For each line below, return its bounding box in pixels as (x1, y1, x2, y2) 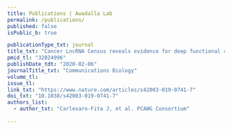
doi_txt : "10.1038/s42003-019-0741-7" (7, 93, 119, 99)
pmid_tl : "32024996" (7, 54, 67, 62)
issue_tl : (7, 80, 36, 86)
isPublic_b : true (7, 29, 57, 36)
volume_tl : (7, 73, 39, 80)
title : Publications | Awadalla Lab (7, 10, 113, 17)
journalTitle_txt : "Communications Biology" (7, 67, 137, 74)
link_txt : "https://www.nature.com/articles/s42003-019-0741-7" (7, 86, 196, 93)
